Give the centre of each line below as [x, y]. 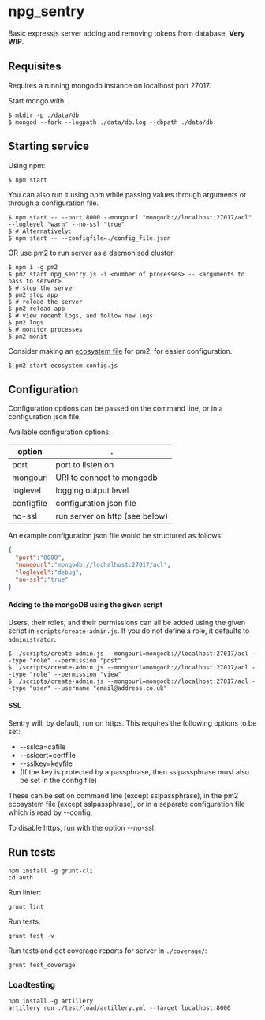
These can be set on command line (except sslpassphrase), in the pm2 [123, 796]
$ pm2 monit [28, 336]
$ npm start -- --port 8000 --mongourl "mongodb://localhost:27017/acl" [130, 217]
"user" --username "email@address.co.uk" [98, 688]
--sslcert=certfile [48, 756]
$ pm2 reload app [37, 309]
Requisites [35, 67]
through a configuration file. [54, 203]
